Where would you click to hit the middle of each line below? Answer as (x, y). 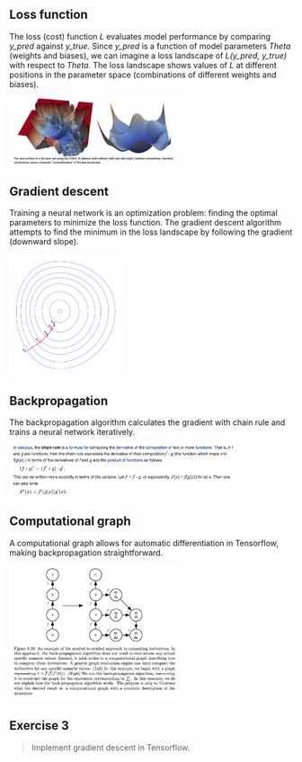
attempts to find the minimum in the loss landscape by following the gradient (151, 232)
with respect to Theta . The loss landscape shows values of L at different (143, 65)
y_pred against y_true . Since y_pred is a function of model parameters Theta (150, 46)
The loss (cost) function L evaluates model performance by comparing (140, 36)
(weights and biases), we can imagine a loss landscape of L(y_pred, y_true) (148, 55)
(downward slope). (44, 242)
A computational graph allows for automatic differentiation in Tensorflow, (144, 543)
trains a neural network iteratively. (72, 432)
